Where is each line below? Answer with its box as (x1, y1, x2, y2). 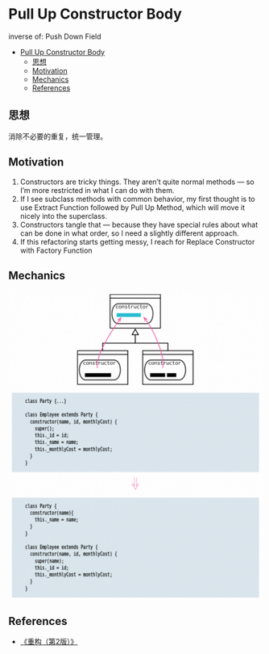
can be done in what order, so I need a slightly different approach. (19, 228, 239, 238)
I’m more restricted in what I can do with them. (19, 185, 175, 195)
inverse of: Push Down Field (8, 31, 102, 41)
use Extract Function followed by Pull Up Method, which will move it (19, 203, 246, 212)
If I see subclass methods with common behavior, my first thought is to (19, 194, 255, 203)
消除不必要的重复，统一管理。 (8, 131, 107, 141)
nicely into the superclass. (19, 211, 107, 220)
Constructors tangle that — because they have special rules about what (19, 220, 259, 229)
